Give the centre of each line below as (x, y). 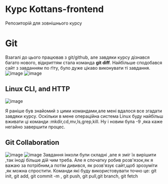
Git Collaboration (32, 143)
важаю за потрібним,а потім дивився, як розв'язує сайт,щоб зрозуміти (81, 165)
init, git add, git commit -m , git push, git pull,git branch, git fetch (72, 176)
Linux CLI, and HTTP (38, 89)
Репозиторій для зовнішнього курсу (44, 23)
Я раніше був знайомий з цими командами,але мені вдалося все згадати (83, 111)
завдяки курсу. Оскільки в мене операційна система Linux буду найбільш (84, 116)
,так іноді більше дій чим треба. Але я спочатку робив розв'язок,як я (79, 160)
